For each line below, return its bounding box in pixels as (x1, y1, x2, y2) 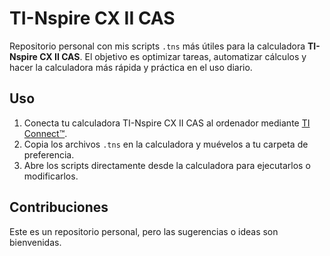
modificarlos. (23, 170, 79, 182)
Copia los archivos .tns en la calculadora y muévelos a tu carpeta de (23, 138, 309, 150)
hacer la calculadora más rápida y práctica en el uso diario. (9, 61, 253, 73)
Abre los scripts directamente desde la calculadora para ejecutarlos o (23, 159, 311, 171)
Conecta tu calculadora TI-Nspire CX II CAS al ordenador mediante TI (23, 117, 311, 129)
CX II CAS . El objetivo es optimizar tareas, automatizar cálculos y (39, 50, 307, 62)
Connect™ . (23, 127, 68, 139)
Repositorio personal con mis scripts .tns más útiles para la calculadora (9, 40, 306, 52)
